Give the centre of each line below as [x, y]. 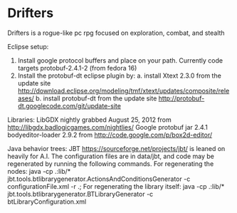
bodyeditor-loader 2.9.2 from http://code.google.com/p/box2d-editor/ [110, 135]
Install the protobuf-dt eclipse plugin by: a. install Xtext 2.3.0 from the [120, 76]
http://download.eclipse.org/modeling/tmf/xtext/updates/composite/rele [123, 90]
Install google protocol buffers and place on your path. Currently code [120, 60]
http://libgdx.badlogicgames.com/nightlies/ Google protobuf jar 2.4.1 [107, 127]
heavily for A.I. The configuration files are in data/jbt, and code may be [111, 156]
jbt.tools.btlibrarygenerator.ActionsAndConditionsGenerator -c [99, 179]
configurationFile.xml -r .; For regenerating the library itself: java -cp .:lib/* [116, 186]
